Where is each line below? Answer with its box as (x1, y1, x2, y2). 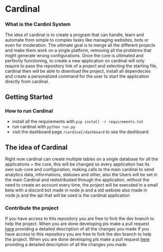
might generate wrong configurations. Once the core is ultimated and (5, 53, 144, 59)
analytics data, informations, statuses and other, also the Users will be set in (5, 171, 158, 177)
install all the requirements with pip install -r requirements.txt (12, 119, 144, 125)
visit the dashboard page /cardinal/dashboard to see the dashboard (12, 129, 149, 135)
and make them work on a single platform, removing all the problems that (5, 47, 152, 53)
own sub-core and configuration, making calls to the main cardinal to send (5, 166, 154, 172)
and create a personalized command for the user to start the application (5, 73, 149, 79)
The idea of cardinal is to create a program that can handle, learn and (5, 32, 145, 38)
